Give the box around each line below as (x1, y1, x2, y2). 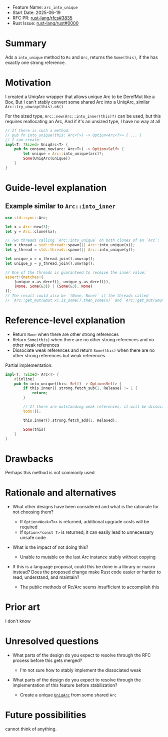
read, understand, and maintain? (12, 574, 79, 580)
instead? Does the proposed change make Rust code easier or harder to (12, 569, 161, 575)
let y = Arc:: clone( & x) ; (5, 229, 57, 234)
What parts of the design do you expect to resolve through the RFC (12, 652, 151, 658)
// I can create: (5, 137, 41, 142)
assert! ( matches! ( (5, 275, 43, 280)
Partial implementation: (5, 362, 53, 368)
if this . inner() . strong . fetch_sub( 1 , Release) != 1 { (23, 386, 137, 391)
